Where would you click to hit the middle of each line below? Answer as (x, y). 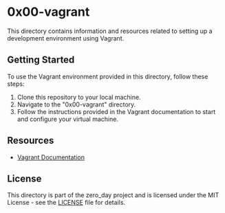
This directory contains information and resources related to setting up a (110, 31)
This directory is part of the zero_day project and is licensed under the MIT (113, 195)
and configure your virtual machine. (68, 119)
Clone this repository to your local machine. (79, 97)
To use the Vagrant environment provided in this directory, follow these (108, 76)
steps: (16, 84)
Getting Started (41, 60)
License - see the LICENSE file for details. (66, 203)
